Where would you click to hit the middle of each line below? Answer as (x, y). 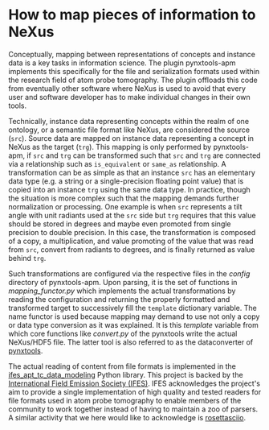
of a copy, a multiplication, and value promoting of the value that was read (131, 241)
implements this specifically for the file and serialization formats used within (134, 71)
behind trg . (27, 258)
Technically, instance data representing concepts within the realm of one (129, 121)
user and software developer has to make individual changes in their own (129, 97)
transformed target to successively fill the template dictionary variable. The (132, 308)
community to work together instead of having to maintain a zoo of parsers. (133, 409)
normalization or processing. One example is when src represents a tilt (125, 206)
